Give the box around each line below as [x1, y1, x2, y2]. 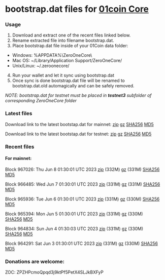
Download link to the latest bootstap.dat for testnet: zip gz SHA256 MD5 [5, 131, 152, 137]
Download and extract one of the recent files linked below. [12, 32, 131, 38]
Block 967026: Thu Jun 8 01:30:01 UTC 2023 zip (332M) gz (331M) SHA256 [5, 166, 160, 172]
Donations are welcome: [5, 258, 65, 265]
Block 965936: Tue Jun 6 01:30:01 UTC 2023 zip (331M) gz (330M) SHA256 [5, 196, 160, 202]
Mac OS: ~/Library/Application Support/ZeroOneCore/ [12, 58, 122, 64]
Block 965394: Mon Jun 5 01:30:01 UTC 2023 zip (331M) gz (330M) [5, 211, 143, 217]
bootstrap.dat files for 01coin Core [5, 3, 149, 15]
